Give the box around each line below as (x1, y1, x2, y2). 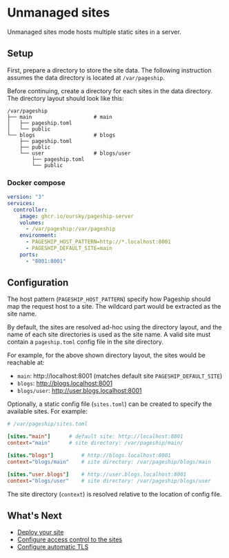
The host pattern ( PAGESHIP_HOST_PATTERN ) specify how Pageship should (7, 295, 211, 303)
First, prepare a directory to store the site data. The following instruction (7, 66, 212, 74)
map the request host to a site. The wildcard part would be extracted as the (7, 302, 221, 311)
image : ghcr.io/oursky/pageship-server (19, 213, 135, 220)
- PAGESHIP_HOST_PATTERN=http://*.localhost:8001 (25, 238, 171, 246)
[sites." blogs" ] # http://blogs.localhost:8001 (7, 452, 171, 459)
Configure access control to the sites (17, 535, 123, 543)
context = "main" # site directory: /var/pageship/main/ (7, 440, 184, 447)
